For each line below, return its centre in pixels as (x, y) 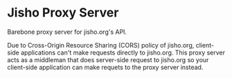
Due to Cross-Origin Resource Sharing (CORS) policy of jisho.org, (101, 45)
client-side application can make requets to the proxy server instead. (105, 67)
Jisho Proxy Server (63, 13)
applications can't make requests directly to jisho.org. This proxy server (123, 52)
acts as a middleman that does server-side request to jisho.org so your (108, 59)
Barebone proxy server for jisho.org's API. (67, 32)
